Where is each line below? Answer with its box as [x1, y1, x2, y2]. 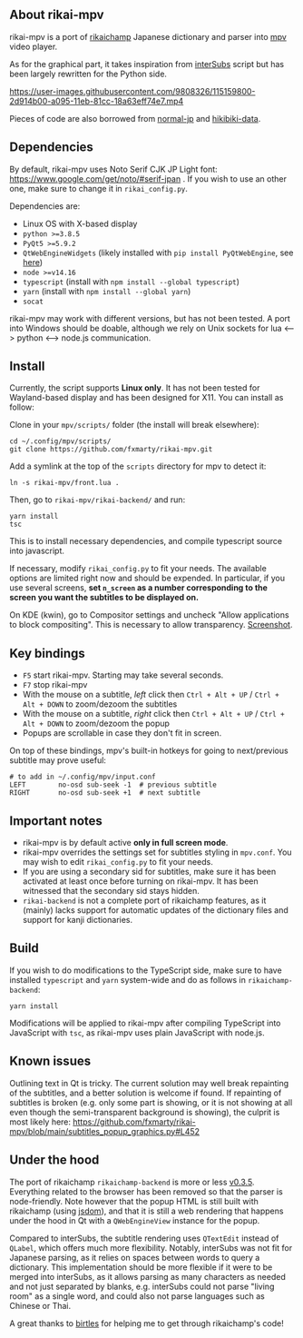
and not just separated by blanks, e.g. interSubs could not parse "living [9, 1281, 275, 1292]
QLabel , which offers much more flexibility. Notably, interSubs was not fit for [9, 1242, 293, 1253]
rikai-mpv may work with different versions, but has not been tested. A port [9, 312, 290, 323]
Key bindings [9, 645, 86, 661]
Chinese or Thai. [9, 1300, 72, 1311]
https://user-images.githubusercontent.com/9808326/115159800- [9, 85, 256, 96]
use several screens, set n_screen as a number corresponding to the [9, 582, 268, 593]
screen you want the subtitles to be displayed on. [9, 592, 200, 603]
